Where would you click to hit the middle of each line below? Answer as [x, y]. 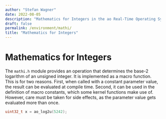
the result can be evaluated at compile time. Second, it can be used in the [80, 87]
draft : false [19, 24]
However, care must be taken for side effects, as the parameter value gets [81, 97]
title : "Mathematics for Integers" [42, 33]
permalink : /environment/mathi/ [38, 28]
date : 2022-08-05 [23, 14]
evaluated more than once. [32, 103]
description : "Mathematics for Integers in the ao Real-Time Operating [80, 19]
